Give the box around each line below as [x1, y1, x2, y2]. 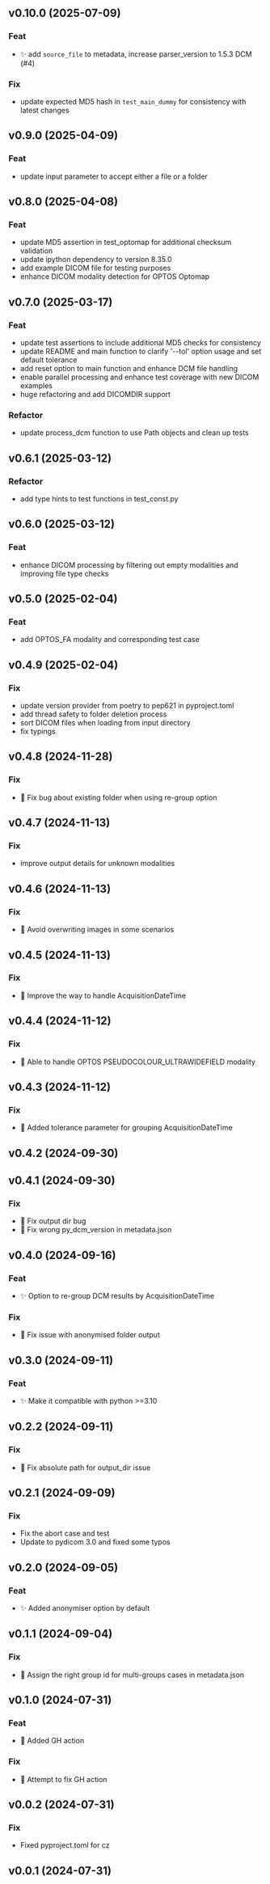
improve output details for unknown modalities [19, 859, 175, 868]
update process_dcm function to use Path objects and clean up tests [19, 428, 249, 437]
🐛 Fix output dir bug [19, 1216, 86, 1226]
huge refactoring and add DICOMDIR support [19, 390, 171, 399]
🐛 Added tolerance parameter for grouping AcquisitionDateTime [19, 1123, 233, 1133]
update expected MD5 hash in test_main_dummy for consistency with [19, 96, 247, 106]
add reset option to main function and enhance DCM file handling [19, 364, 238, 374]
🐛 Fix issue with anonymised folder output [19, 1330, 160, 1340]
